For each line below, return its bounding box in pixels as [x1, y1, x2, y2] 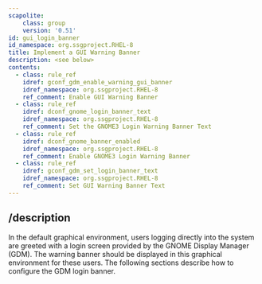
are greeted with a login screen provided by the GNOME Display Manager [8, 240, 249, 251]
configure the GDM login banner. [8, 266, 116, 275]
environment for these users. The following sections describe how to [8, 258, 234, 267]
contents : [8, 64, 41, 72]
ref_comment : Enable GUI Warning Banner [22, 93, 158, 101]
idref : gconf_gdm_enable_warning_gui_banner [22, 78, 173, 86]
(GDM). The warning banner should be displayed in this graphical [8, 249, 223, 259]
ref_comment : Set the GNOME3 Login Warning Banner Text [22, 123, 213, 130]
